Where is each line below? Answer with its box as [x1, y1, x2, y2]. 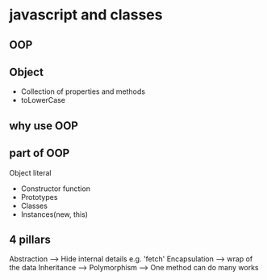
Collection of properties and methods [20, 87, 146, 96]
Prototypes [20, 192, 58, 202]
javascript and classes [9, 6, 163, 24]
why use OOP [9, 119, 79, 133]
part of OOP [9, 146, 70, 160]
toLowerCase [20, 95, 65, 105]
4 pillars [9, 232, 51, 246]
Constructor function [20, 184, 91, 193]
